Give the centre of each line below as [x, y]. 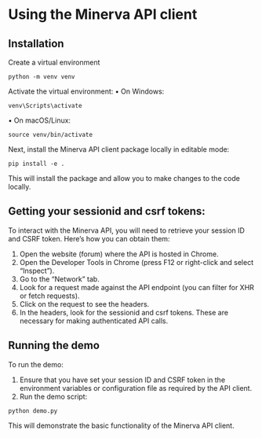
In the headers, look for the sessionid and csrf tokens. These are [124, 312]
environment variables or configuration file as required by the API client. [136, 388]
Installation [36, 44]
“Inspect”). [37, 271]
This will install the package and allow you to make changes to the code [124, 178]
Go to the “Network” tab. [59, 279]
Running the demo [54, 346]
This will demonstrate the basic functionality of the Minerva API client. [121, 425]
